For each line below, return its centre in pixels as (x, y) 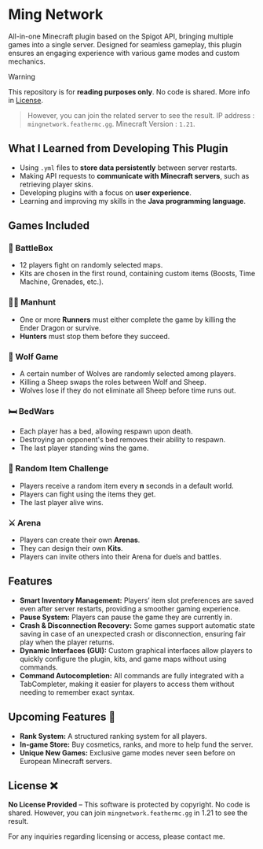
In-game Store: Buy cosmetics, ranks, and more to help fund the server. (136, 744)
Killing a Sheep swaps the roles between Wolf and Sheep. (113, 382)
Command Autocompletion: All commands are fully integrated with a (132, 675)
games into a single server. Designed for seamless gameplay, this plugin (125, 44)
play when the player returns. (67, 642)
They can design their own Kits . (71, 548)
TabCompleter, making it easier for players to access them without (127, 684)
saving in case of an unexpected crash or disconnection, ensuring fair (133, 633)
